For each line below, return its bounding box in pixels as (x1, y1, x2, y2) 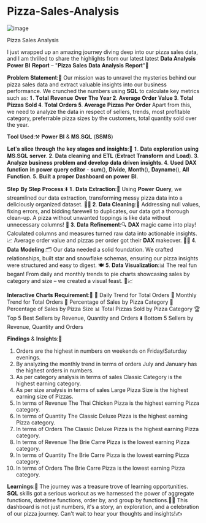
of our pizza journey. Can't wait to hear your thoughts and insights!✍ (7, 510, 183, 517)
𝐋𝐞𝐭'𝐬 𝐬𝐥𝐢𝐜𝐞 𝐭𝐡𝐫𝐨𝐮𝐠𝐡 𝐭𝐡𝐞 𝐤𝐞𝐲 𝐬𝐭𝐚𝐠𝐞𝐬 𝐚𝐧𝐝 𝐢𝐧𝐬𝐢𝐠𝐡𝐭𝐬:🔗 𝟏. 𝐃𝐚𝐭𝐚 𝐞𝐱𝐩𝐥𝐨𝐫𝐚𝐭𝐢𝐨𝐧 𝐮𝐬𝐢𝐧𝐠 (7, 145, 199, 152)
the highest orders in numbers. (15, 366, 94, 374)
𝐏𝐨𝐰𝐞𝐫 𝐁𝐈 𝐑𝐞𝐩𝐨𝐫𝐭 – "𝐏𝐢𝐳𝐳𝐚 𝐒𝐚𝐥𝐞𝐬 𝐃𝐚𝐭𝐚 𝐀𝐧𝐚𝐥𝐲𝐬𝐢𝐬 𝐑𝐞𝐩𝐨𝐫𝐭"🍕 (7, 61, 149, 69)
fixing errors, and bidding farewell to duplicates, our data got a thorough (7, 207, 189, 215)
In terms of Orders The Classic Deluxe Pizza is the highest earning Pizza (15, 425, 199, 432)
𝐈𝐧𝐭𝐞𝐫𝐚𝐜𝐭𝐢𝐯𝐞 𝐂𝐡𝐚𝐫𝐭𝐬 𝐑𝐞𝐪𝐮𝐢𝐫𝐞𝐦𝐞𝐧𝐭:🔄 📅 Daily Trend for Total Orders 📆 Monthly (7, 291, 197, 298)
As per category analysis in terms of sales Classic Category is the (15, 373, 183, 380)
